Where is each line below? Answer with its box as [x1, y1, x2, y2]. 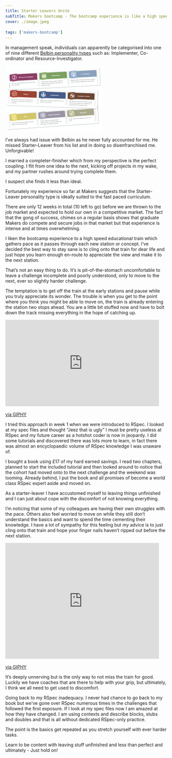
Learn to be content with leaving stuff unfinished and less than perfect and [5, 742, 163, 748]
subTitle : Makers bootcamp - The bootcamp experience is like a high [5, 13, 157, 19]
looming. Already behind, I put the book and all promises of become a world [5, 475, 165, 481]
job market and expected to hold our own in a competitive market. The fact [5, 209, 163, 215]
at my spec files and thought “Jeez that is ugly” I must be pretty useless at [5, 427, 162, 433]
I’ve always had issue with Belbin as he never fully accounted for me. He [5, 137, 158, 143]
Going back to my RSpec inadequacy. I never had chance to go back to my [5, 694, 163, 701]
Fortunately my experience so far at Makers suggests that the [5, 188, 136, 195]
